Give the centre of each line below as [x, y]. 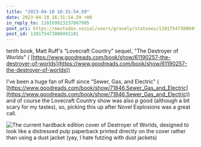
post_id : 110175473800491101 [42, 34]
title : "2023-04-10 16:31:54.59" [48, 12]
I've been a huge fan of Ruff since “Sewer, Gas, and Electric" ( [83, 82]
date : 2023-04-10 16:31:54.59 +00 [49, 17]
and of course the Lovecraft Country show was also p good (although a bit [98, 101]
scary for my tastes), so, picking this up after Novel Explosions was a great [98, 107]
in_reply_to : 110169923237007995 [48, 23]
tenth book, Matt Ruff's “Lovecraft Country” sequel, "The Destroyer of [92, 51]
